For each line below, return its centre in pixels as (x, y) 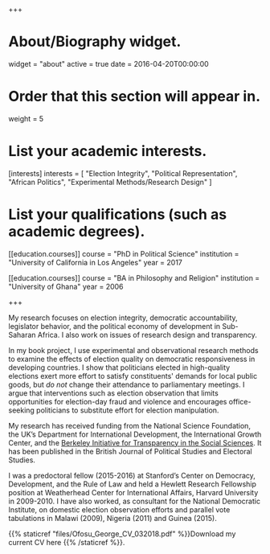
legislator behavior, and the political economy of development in (115, 326)
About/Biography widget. (95, 42)
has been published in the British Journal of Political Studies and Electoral (130, 451)
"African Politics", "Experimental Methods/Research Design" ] (110, 182)
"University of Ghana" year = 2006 (66, 286)
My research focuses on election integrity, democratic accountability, (123, 318)
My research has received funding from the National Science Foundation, (130, 425)
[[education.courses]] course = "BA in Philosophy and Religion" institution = (134, 277)
